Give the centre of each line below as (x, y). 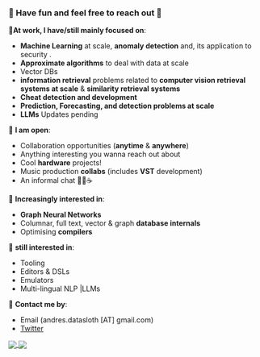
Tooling (33, 263)
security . (36, 55)
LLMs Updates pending (59, 114)
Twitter (32, 329)
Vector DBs (39, 72)
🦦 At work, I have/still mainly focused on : (78, 31)
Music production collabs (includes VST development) (111, 172)
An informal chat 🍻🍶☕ (56, 181)
